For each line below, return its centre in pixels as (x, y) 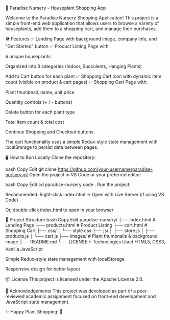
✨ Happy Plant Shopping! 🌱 (34, 312)
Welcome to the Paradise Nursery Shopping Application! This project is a (82, 18)
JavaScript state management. (38, 302)
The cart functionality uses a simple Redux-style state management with (81, 142)
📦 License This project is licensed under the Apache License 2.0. (75, 279)
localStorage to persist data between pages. (52, 147)
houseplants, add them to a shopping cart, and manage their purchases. (81, 29)
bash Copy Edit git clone (31, 169)
